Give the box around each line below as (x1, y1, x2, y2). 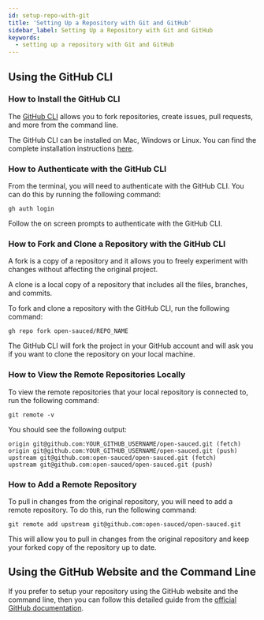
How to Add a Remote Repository (8, 479, 137, 490)
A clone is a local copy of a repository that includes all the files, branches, (8, 280, 248, 289)
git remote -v (8, 411, 55, 419)
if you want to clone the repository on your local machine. (8, 349, 195, 359)
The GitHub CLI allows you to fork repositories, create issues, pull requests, (8, 111, 254, 121)
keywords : (8, 33, 41, 42)
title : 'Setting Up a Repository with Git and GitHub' (8, 19, 192, 27)
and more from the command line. (8, 120, 119, 129)
